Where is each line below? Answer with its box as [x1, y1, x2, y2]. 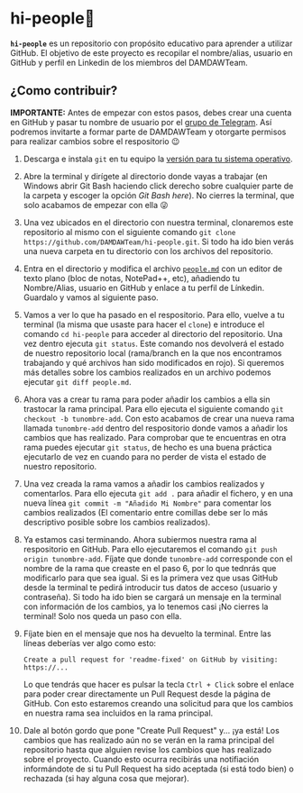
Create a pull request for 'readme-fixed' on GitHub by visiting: [23, 655, 279, 664]
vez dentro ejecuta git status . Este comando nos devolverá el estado [23, 338, 285, 349]
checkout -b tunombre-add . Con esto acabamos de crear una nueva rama [23, 413, 295, 424]
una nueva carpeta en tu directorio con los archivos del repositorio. [23, 245, 273, 256]
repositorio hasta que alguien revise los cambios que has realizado [23, 743, 272, 755]
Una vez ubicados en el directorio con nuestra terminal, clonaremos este [23, 216, 294, 228]
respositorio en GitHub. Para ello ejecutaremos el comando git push [23, 543, 278, 554]
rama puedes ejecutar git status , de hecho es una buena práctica [23, 442, 272, 452]
